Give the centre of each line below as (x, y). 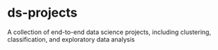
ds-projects (42, 13)
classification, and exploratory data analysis (71, 39)
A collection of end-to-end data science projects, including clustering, (109, 32)
